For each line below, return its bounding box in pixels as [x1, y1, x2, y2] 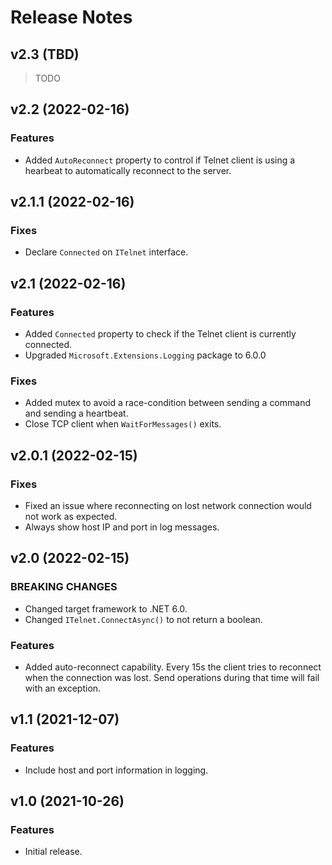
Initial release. [24, 846, 83, 858]
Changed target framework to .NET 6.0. [24, 602, 188, 615]
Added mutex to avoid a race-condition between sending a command [24, 397, 311, 409]
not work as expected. [24, 511, 118, 523]
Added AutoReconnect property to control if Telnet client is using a [24, 154, 296, 166]
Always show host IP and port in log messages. [24, 521, 220, 533]
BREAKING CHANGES [10, 580, 118, 594]
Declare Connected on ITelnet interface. [24, 246, 189, 258]
